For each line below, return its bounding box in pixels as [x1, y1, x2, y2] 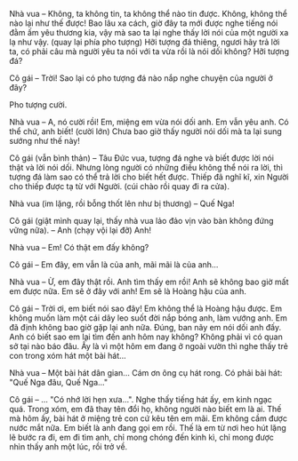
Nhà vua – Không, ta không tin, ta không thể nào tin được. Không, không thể [9, 9, 287, 19]
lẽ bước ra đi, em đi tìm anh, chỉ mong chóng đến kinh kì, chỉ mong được [9, 432, 274, 442]
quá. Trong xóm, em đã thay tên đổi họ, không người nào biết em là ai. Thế [9, 404, 282, 414]
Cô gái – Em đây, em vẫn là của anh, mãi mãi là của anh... [9, 259, 219, 270]
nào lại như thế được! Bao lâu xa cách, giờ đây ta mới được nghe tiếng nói [9, 18, 278, 28]
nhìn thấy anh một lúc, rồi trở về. [9, 441, 128, 452]
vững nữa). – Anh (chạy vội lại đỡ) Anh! [9, 225, 151, 235]
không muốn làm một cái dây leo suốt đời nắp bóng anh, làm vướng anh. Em [9, 313, 287, 323]
